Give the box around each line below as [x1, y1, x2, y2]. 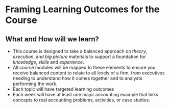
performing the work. [12, 80, 58, 87]
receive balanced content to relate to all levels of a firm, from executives [12, 70, 165, 76]
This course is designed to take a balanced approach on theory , [12, 48, 148, 54]
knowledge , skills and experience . [12, 59, 84, 65]
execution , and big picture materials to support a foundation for [12, 53, 146, 60]
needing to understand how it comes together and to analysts [12, 75, 142, 81]
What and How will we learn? [5, 35, 100, 43]
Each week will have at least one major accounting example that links [12, 92, 158, 97]
